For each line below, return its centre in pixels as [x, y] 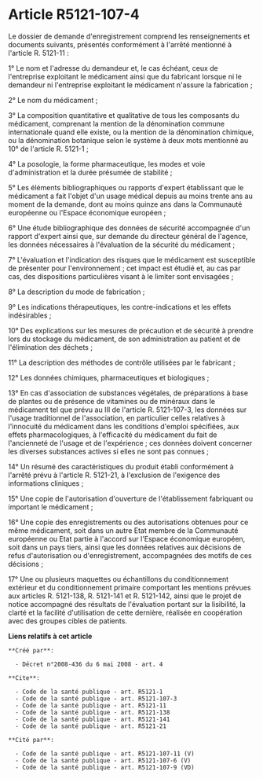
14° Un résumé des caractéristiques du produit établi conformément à [121, 466]
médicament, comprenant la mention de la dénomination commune [117, 123]
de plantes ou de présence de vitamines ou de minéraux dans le [112, 401]
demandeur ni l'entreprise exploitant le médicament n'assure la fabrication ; [130, 85]
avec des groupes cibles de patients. [68, 621]
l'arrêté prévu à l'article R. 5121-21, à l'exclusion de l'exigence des [114, 475]
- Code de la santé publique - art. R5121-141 [93, 719]
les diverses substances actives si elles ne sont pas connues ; [109, 451]
